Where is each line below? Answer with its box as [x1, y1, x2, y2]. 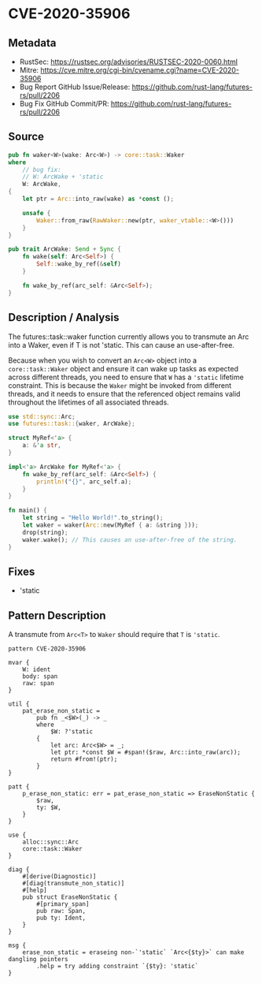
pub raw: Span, [36, 908, 87, 915]
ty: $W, [36, 803, 61, 812]
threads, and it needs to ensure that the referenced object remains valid [8, 389, 241, 398]
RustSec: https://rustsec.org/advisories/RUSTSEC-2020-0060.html [19, 57, 238, 66]
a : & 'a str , [22, 442, 61, 449]
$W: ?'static [50, 728, 93, 736]
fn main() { [8, 506, 47, 515]
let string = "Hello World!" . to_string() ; [22, 514, 164, 522]
